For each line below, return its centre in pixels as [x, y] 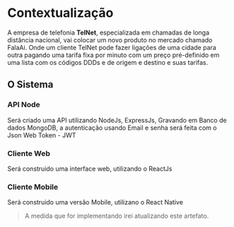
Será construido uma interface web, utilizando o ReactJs [90, 168]
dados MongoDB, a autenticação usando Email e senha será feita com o [112, 128]
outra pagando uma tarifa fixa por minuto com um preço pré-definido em [113, 55]
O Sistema [30, 85]
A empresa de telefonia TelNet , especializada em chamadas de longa [109, 32]
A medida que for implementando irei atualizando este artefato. [117, 216]
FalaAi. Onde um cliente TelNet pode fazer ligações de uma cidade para [112, 47]
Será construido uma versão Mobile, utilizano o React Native [95, 202]
